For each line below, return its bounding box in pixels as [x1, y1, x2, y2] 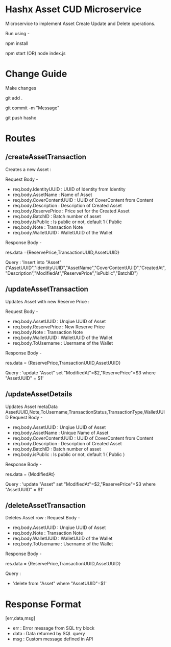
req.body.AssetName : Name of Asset [12, 191, 92, 198]
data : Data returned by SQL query [12, 631, 85, 637]
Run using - [5, 30, 30, 36]
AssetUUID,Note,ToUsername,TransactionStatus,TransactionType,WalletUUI [5, 409, 165, 415]
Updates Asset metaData [5, 403, 58, 410]
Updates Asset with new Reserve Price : [5, 298, 90, 304]
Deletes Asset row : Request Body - [5, 515, 80, 521]
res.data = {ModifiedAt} [5, 471, 55, 477]
